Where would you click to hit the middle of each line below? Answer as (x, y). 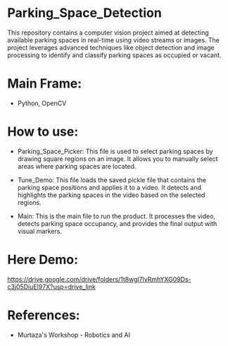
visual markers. (39, 231)
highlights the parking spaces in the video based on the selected (111, 195)
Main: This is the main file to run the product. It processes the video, (116, 216)
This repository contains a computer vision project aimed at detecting (108, 32)
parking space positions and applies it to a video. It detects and (109, 187)
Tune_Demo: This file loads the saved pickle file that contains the (112, 180)
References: (44, 315)
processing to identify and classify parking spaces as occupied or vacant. (114, 55)
